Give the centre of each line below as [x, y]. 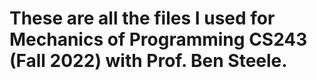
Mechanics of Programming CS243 [158, 39]
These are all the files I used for [142, 18]
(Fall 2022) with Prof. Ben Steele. [148, 61]
